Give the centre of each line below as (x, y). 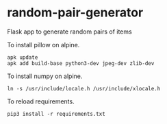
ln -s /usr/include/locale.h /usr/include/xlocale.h (84, 88)
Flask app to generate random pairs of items (69, 32)
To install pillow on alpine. (43, 45)
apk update (23, 57)
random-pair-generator (75, 13)
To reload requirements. (41, 101)
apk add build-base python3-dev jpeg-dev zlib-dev (81, 63)
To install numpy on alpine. (45, 76)
